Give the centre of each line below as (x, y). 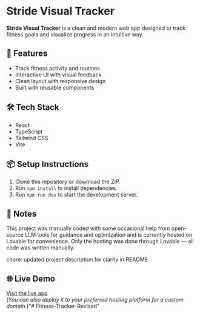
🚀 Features (27, 54)
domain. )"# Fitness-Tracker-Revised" (53, 306)
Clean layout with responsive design (60, 81)
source (15, 235)
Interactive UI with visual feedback (58, 75)
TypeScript (29, 131)
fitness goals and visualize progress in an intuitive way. (75, 34)
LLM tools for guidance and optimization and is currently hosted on (109, 235)
